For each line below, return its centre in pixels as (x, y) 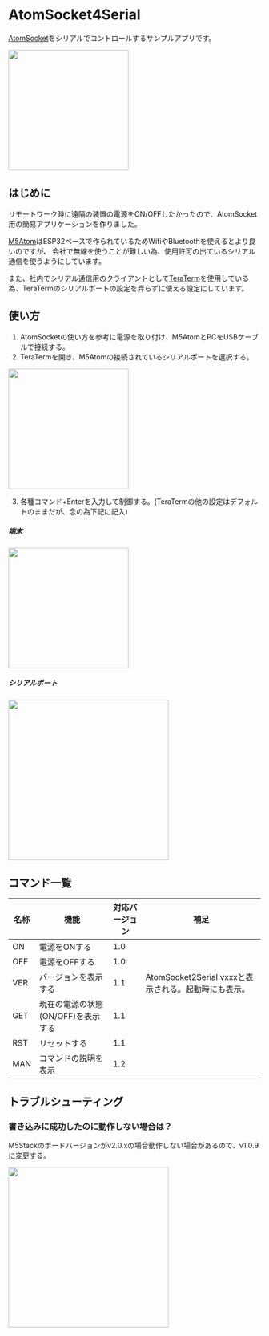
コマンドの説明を (71, 1058)
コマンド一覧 (40, 883)
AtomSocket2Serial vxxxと (195, 977)
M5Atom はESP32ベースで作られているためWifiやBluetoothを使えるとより (128, 241)
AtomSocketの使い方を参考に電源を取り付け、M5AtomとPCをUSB (129, 337)
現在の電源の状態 (71, 1005)
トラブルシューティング (66, 1101)
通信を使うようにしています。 (57, 261)
